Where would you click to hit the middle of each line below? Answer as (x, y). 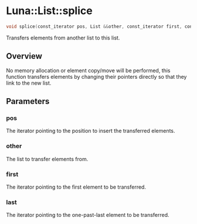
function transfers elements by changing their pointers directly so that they (96, 76)
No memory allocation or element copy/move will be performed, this (89, 70)
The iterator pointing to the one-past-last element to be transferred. (88, 215)
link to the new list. (29, 83)
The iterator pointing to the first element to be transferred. (76, 187)
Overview (24, 56)
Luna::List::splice (49, 11)
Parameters (28, 101)
